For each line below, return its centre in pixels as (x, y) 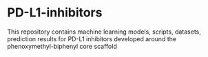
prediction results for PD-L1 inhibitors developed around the (92, 38)
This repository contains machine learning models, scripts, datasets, (104, 32)
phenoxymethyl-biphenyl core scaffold (62, 46)
